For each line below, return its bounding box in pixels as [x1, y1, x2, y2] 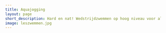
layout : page [5, 12, 32, 16]
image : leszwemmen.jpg [5, 20, 52, 26]
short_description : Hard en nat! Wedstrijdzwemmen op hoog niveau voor [5, 16, 156, 21]
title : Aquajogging [5, 7, 45, 12]
